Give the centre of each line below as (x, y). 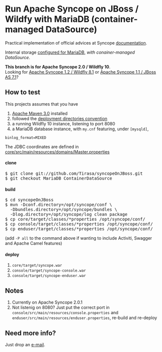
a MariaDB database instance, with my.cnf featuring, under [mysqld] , (80, 129)
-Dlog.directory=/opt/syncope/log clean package (69, 214)
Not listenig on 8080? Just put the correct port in (61, 307)
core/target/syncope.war (37, 266)
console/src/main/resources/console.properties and (65, 313)
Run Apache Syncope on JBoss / (72, 9)
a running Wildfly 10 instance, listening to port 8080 (63, 123)
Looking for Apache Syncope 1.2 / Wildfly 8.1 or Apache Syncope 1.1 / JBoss (81, 72)
